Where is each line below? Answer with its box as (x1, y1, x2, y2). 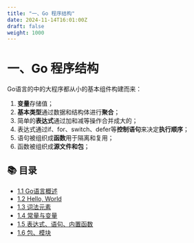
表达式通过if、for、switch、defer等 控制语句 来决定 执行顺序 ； (17, 125, 189, 134)
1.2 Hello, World (17, 195, 62, 202)
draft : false (7, 23, 45, 30)
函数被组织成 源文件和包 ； (17, 142, 90, 151)
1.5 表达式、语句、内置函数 (17, 220, 94, 228)
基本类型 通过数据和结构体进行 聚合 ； (17, 108, 120, 117)
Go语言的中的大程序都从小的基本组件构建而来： (7, 85, 142, 93)
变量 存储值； (17, 100, 54, 108)
